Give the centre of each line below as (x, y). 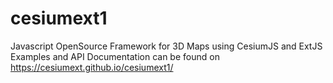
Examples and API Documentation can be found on (115, 56)
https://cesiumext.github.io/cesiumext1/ (92, 67)
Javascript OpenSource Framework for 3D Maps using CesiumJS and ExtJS (166, 46)
